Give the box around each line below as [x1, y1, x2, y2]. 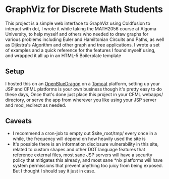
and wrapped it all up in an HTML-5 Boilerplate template [5, 52, 122, 59]
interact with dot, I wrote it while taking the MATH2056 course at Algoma [5, 25, 156, 31]
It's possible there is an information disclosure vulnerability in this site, [12, 141, 159, 147]
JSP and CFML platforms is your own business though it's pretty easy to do [5, 86, 162, 92]
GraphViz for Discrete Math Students [5, 4, 163, 15]
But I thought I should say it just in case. [12, 168, 96, 174]
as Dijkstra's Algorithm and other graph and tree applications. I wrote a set [5, 41, 160, 48]
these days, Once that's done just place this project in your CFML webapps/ [5, 91, 163, 97]
